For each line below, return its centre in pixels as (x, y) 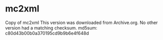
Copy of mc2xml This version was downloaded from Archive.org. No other (81, 22)
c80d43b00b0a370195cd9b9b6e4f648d (47, 33)
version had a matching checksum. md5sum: (51, 27)
